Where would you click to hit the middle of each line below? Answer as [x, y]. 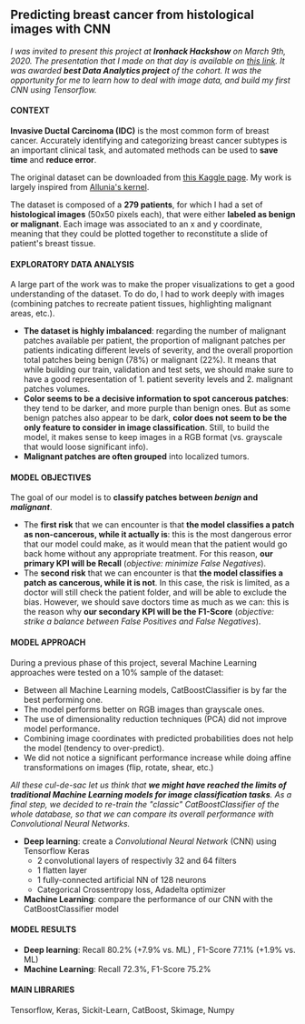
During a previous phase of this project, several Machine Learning [134, 662]
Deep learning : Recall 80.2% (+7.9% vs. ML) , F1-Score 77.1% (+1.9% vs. [159, 949]
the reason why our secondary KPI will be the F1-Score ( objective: [149, 612]
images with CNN [61, 30]
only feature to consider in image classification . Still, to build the [147, 427]
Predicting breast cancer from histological [133, 15]
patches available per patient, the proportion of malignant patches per [154, 341]
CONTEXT [30, 110]
